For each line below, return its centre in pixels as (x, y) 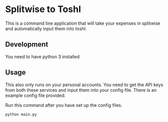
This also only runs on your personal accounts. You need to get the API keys (84, 85)
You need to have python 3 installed (43, 56)
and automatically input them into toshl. (46, 28)
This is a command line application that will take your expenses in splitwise (83, 23)
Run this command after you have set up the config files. (64, 105)
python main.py (21, 114)
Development (27, 45)
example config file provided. (35, 95)
